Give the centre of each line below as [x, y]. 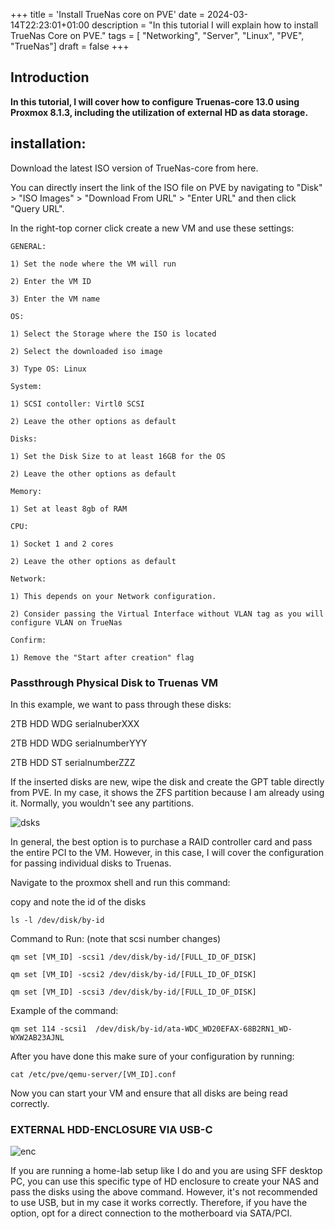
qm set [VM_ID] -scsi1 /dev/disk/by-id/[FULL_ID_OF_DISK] [133, 957]
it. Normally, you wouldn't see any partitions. [102, 803]
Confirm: [28, 640]
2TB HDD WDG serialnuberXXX [75, 723]
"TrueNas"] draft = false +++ [70, 46]
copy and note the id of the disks [78, 901]
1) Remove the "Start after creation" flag [102, 657]
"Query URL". [37, 208]
